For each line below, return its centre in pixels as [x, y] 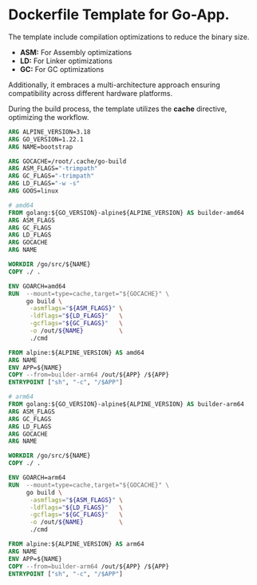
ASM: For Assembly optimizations [76, 52]
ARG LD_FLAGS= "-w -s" [44, 184]
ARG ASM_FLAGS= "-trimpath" [53, 169]
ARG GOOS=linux [34, 191]
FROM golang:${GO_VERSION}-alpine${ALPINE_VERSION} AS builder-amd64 [127, 213]
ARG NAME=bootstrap [41, 147]
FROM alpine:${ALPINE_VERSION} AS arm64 [77, 544]
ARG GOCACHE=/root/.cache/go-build [67, 161]
